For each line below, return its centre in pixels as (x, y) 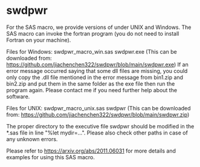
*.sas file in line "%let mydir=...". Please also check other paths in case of (97, 133)
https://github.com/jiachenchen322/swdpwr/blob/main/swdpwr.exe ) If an (97, 65)
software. (18, 96)
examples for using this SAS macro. (51, 157)
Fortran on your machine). (39, 40)
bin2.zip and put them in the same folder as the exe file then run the (91, 83)
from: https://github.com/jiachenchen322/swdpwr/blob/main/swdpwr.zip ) (98, 115)
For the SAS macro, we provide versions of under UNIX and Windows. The (99, 27)
